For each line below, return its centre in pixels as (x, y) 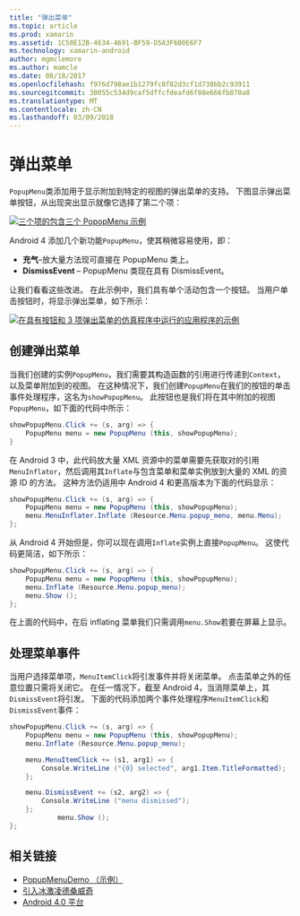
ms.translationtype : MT (54, 101)
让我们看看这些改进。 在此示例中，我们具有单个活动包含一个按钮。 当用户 (145, 290)
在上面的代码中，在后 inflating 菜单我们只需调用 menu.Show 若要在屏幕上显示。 (150, 622)
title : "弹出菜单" (41, 17)
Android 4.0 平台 (53, 902)
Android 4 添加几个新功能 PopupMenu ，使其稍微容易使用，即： (121, 241)
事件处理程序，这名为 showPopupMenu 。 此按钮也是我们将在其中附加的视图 (142, 396)
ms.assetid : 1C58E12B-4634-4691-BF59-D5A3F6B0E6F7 (106, 43)
